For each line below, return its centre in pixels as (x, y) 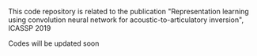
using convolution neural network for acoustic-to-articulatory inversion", (126, 20)
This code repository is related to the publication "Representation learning (128, 11)
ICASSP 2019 (30, 28)
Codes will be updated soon (54, 43)
